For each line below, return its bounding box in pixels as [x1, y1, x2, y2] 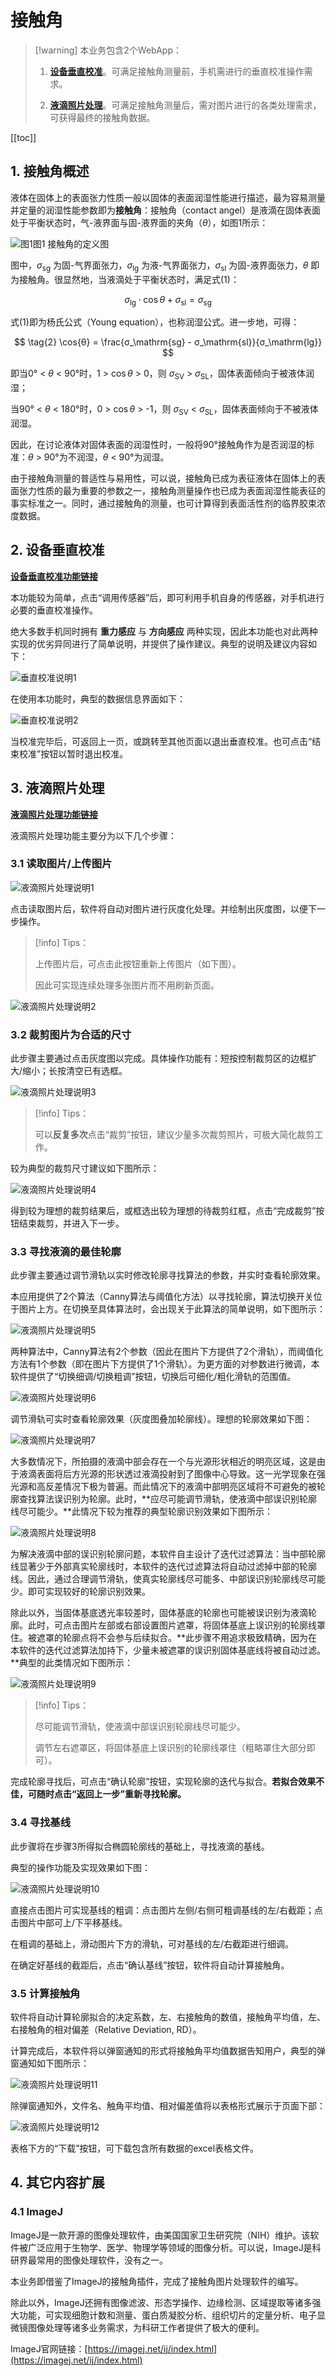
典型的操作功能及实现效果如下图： [10, 1861, 151, 1873]
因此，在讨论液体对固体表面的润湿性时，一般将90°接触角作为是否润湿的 [10, 438, 306, 450]
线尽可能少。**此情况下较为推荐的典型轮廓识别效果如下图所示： [10, 1506, 274, 1518]
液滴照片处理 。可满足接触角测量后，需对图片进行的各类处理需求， [49, 99, 322, 111]
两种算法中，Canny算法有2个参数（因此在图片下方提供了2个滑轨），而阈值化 [10, 1346, 324, 1358]
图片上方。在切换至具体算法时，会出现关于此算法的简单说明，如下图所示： [18, 1303, 326, 1315]
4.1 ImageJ [10, 2205, 64, 2219]
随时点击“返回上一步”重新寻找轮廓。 [36, 1788, 187, 1800]
